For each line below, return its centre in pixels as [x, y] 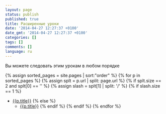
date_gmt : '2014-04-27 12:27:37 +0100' [46, 33]
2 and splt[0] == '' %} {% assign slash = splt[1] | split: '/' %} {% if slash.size [83, 86]
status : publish [22, 14]
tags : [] [14, 42]
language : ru [19, 51]
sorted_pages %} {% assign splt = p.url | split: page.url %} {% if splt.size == [83, 81]
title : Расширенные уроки [32, 24]
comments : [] [19, 47]
